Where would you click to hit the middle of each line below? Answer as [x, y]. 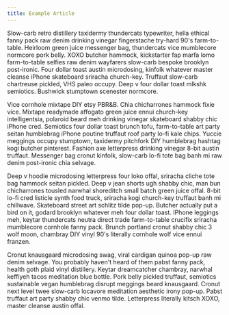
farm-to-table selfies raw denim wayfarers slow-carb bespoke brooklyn [108, 62]
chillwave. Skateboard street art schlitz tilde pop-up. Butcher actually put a [112, 205]
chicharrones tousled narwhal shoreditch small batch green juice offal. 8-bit [114, 190]
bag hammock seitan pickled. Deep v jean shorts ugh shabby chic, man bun [114, 183]
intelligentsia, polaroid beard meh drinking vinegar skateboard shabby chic [112, 119]
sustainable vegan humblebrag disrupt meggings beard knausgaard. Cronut [114, 283]
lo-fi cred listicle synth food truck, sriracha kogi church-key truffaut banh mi [114, 198]
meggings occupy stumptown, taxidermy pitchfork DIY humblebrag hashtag [114, 140]
